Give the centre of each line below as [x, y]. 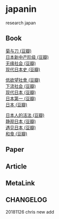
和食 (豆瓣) [16, 133]
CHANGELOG [26, 200]
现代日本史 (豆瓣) [23, 69]
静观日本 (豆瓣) [21, 121]
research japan [21, 23]
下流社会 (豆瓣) [21, 86]
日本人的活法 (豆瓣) [25, 115]
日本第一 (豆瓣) [21, 98]
